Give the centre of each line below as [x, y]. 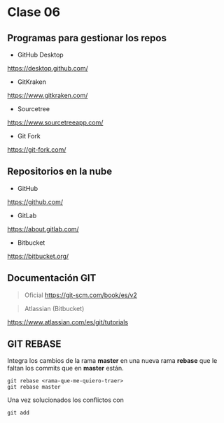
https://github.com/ [35, 202]
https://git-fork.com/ [37, 150]
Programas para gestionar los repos [87, 38]
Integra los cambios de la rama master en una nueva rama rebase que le [112, 361]
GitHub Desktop [41, 55]
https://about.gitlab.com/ [43, 229]
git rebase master [34, 387]
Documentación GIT [52, 278]
